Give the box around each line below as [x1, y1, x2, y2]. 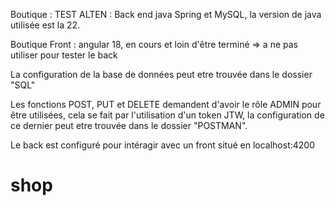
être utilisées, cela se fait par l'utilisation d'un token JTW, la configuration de [10, 109, 325, 121]
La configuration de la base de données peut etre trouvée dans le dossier [10, 69, 313, 80]
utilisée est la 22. [10, 19, 81, 31]
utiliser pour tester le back [10, 49, 118, 61]
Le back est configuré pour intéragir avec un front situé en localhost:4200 [10, 139, 315, 151]
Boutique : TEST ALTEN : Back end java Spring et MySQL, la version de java [10, 9, 322, 20]
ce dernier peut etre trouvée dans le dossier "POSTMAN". [10, 120, 248, 131]
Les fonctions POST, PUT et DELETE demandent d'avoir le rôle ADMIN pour [10, 99, 322, 110]
